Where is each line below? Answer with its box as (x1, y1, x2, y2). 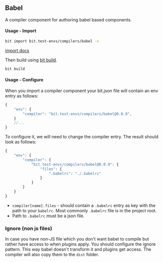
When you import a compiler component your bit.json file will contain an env (5, 88, 159, 94)
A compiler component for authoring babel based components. (5, 17, 132, 22)
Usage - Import (5, 28, 37, 34)
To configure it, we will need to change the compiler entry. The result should (5, 134, 159, 140)
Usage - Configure (5, 77, 43, 83)
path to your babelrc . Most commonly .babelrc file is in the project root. (12, 207, 157, 213)
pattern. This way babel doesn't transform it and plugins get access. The (5, 246, 151, 252)
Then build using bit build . (5, 57, 58, 63)
